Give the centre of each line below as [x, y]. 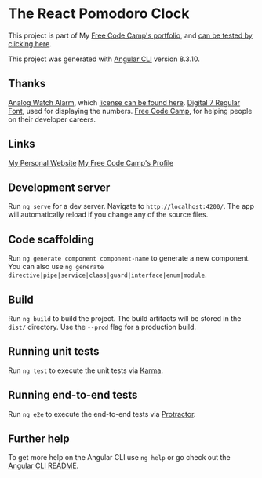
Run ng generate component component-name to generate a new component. [129, 258]
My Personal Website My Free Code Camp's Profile [91, 162]
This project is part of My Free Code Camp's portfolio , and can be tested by [130, 35]
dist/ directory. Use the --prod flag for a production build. [102, 327]
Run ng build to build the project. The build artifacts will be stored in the [125, 318]
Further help [39, 439]
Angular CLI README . [44, 466]
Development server [59, 187]
